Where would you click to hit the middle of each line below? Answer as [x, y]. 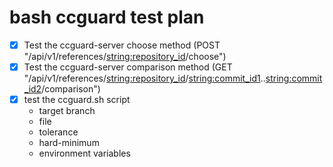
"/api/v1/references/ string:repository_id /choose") [125, 56]
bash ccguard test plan [107, 17]
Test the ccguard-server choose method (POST [122, 45]
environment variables [84, 153]
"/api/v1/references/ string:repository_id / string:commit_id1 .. [144, 78]
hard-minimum [69, 143]
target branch [67, 111]
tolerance [58, 132]
